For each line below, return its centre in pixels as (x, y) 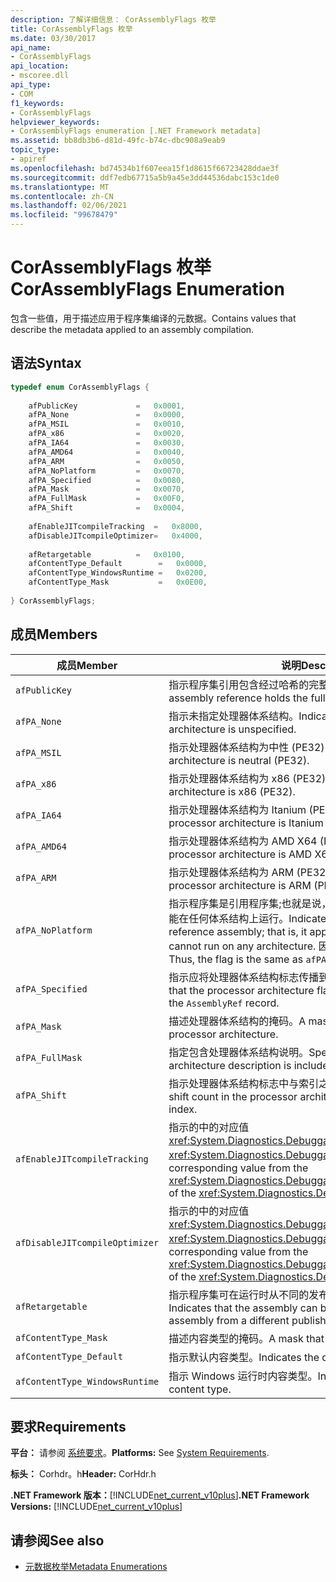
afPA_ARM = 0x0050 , (107, 461)
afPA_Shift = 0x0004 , (107, 508)
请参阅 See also (57, 1540)
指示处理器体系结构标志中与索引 (244, 1083)
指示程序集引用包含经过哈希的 (239, 684)
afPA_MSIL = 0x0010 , (107, 424)
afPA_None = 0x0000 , (107, 415)
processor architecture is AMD (240, 854)
